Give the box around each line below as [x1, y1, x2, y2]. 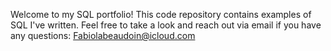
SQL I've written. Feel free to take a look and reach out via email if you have [10, 19, 322, 31]
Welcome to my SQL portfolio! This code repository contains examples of [10, 9, 312, 20]
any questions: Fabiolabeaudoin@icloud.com [10, 30, 196, 41]
